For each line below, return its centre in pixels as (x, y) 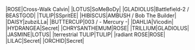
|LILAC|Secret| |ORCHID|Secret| (45, 41)
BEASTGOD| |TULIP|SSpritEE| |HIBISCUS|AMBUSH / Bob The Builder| (91, 15)
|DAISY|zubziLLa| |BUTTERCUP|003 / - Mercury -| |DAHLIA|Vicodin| (89, 22)
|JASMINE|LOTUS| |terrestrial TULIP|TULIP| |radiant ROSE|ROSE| (86, 35)
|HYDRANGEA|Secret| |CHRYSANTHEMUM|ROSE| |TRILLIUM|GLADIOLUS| (97, 28)
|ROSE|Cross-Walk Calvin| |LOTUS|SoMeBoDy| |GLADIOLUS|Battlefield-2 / (97, 9)
